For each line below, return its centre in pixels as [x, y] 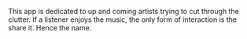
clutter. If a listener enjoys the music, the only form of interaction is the [123, 19]
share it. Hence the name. [50, 28]
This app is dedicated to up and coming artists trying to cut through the [124, 11]
